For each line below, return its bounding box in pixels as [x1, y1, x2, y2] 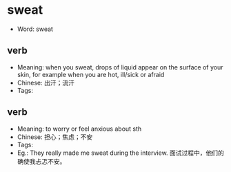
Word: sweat [17, 25, 54, 33]
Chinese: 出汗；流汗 [17, 78, 74, 87]
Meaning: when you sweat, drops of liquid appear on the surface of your [17, 63, 223, 71]
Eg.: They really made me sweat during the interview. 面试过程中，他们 [17, 149, 219, 157]
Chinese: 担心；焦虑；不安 [17, 133, 93, 141]
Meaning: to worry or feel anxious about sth [17, 125, 142, 133]
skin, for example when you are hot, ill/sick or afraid [17, 70, 165, 78]
